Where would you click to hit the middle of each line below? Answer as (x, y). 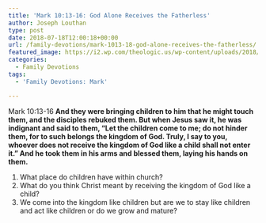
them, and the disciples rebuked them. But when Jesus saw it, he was (125, 119)
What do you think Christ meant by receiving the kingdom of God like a (135, 185)
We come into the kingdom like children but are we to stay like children (135, 202)
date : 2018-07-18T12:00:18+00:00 (63, 38)
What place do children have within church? (91, 177)
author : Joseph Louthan (47, 23)
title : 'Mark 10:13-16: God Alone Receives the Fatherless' (110, 15)
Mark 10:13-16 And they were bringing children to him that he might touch (131, 111)
